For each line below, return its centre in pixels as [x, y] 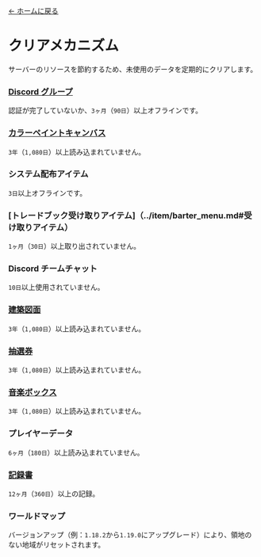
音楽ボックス [33, 392]
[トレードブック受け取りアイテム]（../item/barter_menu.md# [126, 216]
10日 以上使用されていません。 [56, 288]
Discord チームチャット [53, 269]
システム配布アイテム [48, 174]
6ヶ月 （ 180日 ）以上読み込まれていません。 [76, 452]
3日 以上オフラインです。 [48, 193]
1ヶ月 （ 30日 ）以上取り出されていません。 [75, 246]
